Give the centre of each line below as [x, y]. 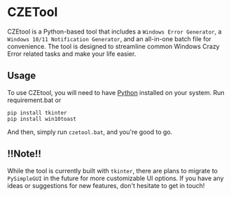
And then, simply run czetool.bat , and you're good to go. [90, 132]
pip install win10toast [42, 119]
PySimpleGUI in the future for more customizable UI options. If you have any [115, 178]
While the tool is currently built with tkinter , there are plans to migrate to [113, 170]
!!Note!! [24, 154]
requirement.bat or [34, 100]
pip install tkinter [37, 112]
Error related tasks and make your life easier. [72, 54]
